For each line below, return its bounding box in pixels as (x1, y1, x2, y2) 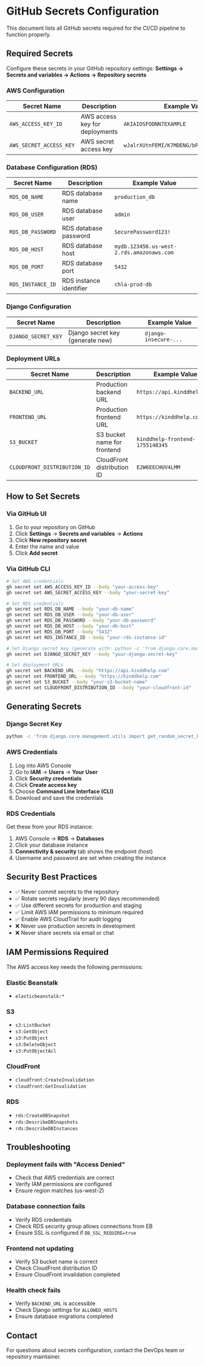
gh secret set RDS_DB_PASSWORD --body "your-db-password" (6, 617, 156, 624)
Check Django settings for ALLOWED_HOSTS (15, 1306, 118, 1314)
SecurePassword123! (114, 229, 171, 235)
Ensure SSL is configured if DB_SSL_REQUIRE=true (15, 1229, 137, 1236)
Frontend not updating (6, 1244, 74, 1252)
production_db (114, 193, 155, 201)
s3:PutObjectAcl (15, 1048, 56, 1055)
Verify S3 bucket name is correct (15, 1258, 98, 1266)
